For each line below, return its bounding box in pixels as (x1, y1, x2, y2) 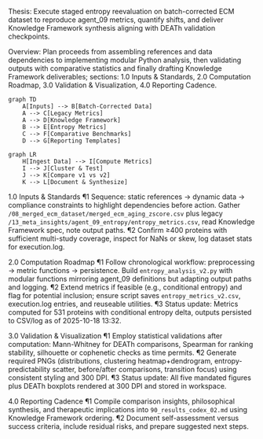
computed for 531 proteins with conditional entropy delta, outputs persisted (8, 308, 252, 317)
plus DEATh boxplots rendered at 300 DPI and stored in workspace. (8, 382, 227, 390)
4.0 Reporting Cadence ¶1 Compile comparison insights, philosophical (8, 397, 236, 406)
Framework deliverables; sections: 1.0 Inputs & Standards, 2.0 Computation (8, 72, 251, 81)
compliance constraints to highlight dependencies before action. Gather (8, 201, 241, 209)
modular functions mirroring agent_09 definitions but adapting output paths (8, 275, 252, 283)
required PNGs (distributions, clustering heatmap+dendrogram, (8, 356, 214, 365)
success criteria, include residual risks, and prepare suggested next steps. (8, 422, 249, 431)
